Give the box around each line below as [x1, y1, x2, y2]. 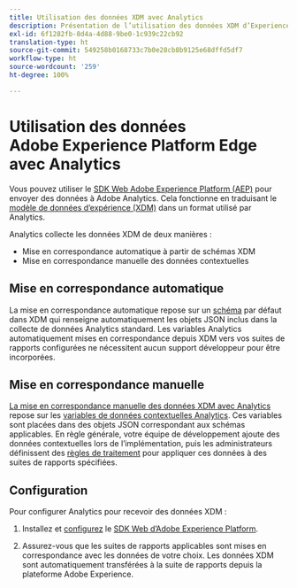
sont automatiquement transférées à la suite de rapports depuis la [21, 560, 263, 570]
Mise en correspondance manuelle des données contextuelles [21, 255, 249, 266]
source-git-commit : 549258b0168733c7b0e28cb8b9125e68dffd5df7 [9, 46, 243, 55]
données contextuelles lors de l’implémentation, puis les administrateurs [9, 438, 272, 449]
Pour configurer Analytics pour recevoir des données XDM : [9, 507, 227, 517]
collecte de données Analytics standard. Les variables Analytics [9, 323, 242, 334]
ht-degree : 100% [9, 71, 69, 80]
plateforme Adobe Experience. [21, 569, 134, 580]
